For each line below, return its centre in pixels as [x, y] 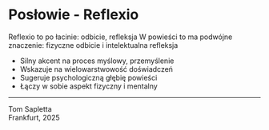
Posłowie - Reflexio [74, 15]
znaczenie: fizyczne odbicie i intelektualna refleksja [93, 45]
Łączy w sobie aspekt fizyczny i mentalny [88, 86]
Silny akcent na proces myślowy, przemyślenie [97, 61]
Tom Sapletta [30, 108]
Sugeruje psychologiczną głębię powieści [88, 77]
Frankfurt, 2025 [34, 117]
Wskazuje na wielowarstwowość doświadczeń [96, 69]
